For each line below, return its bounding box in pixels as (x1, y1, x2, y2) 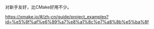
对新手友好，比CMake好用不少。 (5, 4, 72, 10)
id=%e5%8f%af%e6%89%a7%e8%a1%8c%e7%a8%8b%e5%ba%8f (5, 19, 149, 25)
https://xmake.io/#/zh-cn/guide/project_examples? (5, 14, 109, 19)
